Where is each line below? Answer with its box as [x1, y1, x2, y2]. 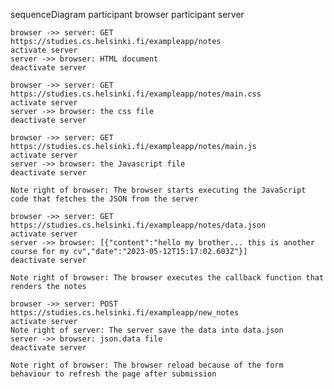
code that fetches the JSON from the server [10, 194, 199, 204]
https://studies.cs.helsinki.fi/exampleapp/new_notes [10, 308, 240, 318]
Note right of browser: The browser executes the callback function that [10, 273, 325, 283]
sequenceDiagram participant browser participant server [10, 9, 245, 20]
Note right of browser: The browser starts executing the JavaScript [10, 185, 307, 195]
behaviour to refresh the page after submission [10, 369, 217, 379]
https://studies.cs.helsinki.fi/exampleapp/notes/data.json [10, 220, 267, 230]
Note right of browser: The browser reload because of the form [10, 360, 284, 370]
